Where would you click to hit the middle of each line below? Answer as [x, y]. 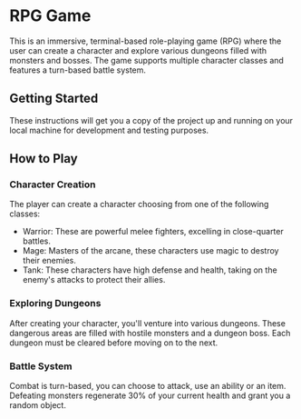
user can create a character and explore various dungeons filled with [138, 50]
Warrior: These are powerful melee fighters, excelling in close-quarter [153, 232]
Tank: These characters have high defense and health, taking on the [150, 270]
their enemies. [49, 261]
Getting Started [54, 99]
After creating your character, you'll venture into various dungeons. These [147, 323]
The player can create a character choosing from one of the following [139, 205]
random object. [38, 405]
